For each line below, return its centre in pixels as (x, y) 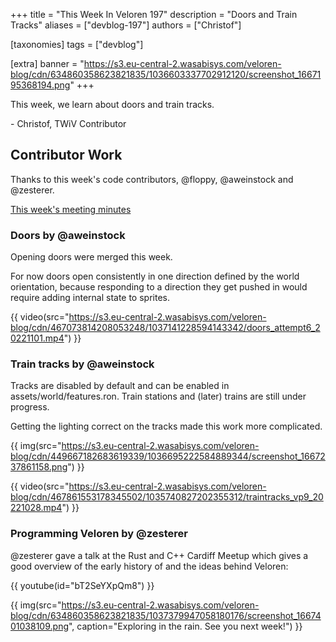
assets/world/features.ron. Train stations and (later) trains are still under (158, 396)
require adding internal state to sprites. (90, 298)
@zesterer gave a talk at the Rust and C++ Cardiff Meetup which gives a (159, 555)
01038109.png (39, 626)
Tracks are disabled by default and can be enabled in (120, 386)
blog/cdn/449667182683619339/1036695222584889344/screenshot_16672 (168, 456)
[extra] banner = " (47, 63)
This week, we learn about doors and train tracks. (112, 104)
